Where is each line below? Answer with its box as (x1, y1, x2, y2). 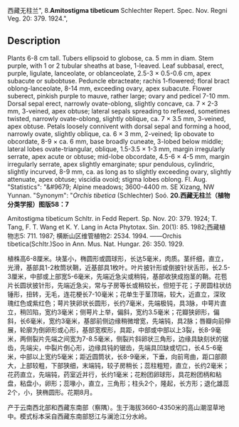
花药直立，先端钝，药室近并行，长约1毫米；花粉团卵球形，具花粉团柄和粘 (7, 370, 222, 379)
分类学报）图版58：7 (7, 200, 69, 208)
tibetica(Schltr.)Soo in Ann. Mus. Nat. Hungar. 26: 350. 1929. (7, 240, 185, 248)
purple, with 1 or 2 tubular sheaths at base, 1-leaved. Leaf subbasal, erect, (7, 61, 224, 70)
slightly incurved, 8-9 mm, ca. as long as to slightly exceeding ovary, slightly (7, 167, 232, 176)
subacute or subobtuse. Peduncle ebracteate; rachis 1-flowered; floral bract (7, 76, 230, 85)
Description (7, 35, 60, 47)
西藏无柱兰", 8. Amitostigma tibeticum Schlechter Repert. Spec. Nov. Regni (7, 6, 228, 14)
